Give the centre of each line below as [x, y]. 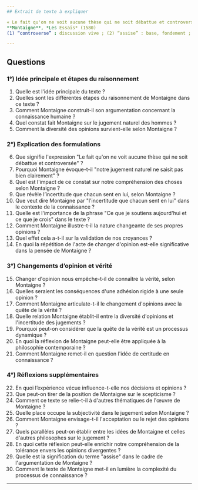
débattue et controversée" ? [49, 163]
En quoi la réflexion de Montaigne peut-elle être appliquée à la [90, 341]
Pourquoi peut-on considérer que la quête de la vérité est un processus [102, 328]
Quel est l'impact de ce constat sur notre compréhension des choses [99, 182]
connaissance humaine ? [45, 116]
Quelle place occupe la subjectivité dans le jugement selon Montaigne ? [102, 412]
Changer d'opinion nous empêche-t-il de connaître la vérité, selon [95, 278]
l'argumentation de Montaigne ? [54, 462]
